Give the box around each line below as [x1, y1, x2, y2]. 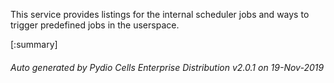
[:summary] [10, 39, 58, 50]
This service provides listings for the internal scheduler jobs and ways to [10, 9, 310, 20]
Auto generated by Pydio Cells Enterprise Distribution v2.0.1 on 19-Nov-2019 [10, 61, 325, 73]
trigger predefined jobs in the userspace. [10, 19, 180, 31]
